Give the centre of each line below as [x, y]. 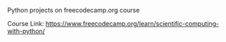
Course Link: [26, 23]
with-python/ [26, 31]
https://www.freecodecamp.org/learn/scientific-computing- [132, 23]
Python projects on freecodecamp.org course [74, 10]
